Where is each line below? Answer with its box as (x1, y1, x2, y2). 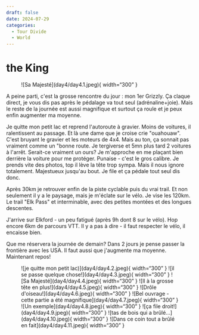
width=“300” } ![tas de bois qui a (71, 309, 152, 316)
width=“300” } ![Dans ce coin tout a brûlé (73, 315, 175, 322)
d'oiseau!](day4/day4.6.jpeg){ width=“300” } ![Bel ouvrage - (21, 290, 169, 297)
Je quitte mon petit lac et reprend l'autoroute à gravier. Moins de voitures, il (6, 123, 191, 131)
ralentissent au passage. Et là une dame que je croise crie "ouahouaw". (6, 130, 181, 137)
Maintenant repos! (6, 253, 51, 260)
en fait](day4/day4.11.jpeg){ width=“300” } (21, 322, 125, 329)
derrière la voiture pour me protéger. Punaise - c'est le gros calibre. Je (6, 155, 179, 162)
